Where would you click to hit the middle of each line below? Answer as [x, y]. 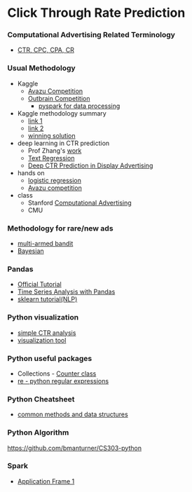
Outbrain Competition [59, 98]
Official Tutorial [39, 285]
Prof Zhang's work [55, 150]
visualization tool [42, 340]
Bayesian [30, 251]
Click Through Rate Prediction [96, 13]
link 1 [35, 121]
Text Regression [51, 158]
